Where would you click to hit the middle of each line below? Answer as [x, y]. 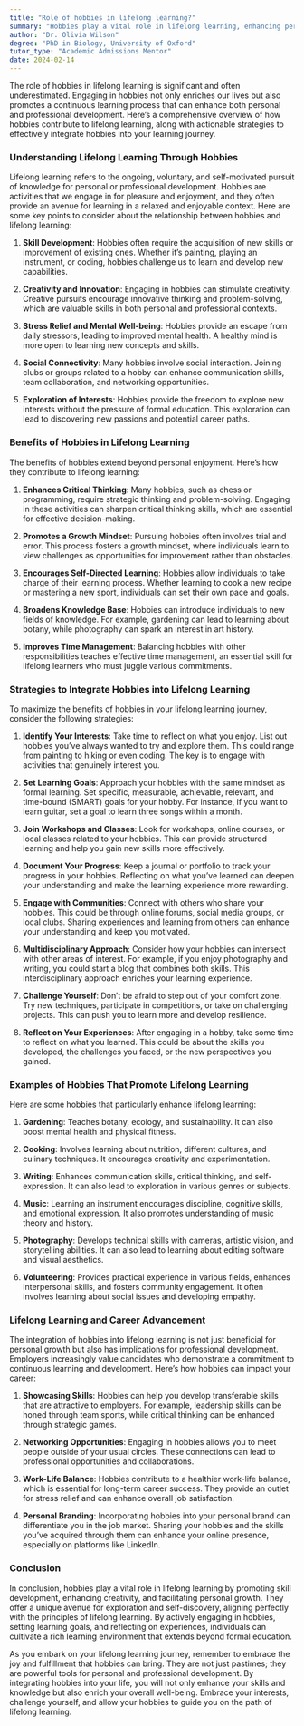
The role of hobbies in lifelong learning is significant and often [125, 86]
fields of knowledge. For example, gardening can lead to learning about [156, 619]
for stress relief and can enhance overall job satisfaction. [128, 1498]
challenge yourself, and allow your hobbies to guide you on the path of [141, 1702]
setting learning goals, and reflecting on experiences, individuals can [138, 1626]
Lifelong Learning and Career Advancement [108, 1320]
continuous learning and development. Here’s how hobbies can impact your [150, 1369]
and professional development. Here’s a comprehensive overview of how [145, 115]
